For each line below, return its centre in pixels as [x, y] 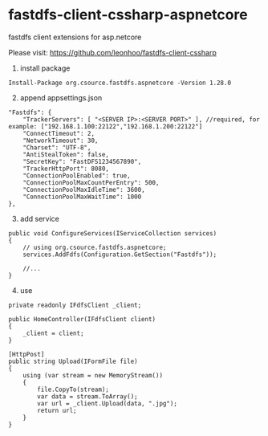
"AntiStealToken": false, [66, 154]
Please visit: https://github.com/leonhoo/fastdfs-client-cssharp [112, 52]
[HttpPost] [26, 354]
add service [40, 218]
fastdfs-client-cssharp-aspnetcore [128, 15]
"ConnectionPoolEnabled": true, [77, 175]
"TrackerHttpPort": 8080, [66, 169]
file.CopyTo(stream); [73, 389]
